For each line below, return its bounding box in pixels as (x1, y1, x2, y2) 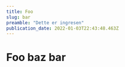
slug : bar (6, 14, 31, 20)
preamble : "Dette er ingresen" (6, 20, 84, 25)
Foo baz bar (6, 51, 66, 64)
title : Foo (6, 8, 33, 15)
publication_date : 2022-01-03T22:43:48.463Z (6, 25, 119, 31)
